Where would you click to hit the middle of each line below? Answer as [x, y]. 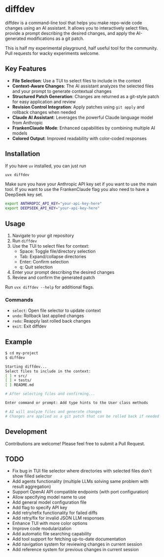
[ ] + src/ [16, 376]
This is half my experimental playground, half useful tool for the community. [82, 48]
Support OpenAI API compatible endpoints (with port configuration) [80, 492]
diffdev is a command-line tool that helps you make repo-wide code [74, 23]
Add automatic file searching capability [52, 534]
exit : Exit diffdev [29, 326]
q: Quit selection [36, 267]
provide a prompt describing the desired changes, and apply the [70, 33]
